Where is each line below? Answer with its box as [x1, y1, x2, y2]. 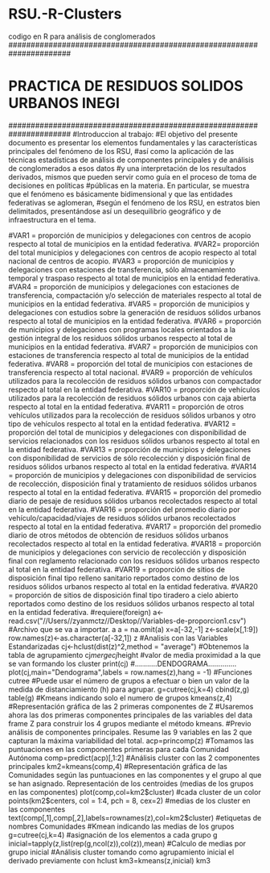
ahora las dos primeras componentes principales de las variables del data [8, 710, 253, 720]
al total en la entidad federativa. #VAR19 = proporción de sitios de [8, 564, 225, 574]
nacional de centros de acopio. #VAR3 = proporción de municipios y [8, 256, 235, 266]
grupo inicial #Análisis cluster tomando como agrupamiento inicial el [8, 847, 235, 857]
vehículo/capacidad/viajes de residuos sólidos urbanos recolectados [8, 513, 236, 522]
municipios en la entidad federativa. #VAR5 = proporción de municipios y [8, 299, 251, 309]
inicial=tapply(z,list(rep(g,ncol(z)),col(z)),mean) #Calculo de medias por [8, 838, 247, 848]
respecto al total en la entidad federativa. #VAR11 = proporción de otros [8, 401, 244, 411]
